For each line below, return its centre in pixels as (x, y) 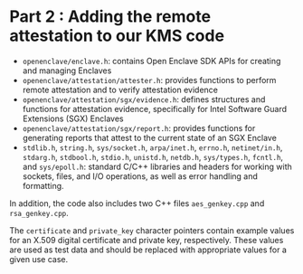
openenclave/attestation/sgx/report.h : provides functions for (139, 128)
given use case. (39, 259)
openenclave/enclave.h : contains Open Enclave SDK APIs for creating (151, 61)
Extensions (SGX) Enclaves (73, 118)
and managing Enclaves (67, 71)
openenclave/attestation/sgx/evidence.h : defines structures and (144, 99)
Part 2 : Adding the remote (110, 17)
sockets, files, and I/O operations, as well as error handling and (140, 176)
